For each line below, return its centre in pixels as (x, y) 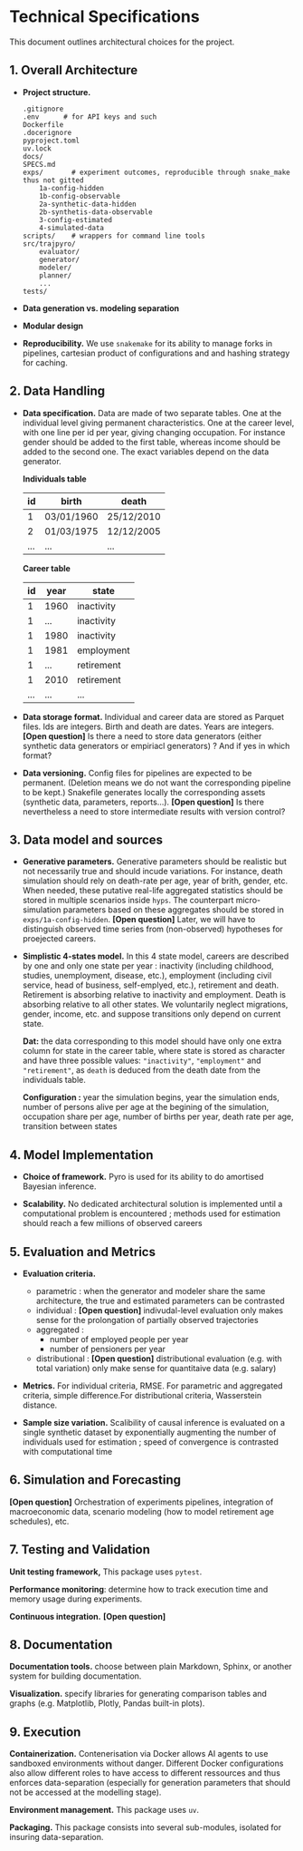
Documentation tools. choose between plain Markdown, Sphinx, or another (151, 1667)
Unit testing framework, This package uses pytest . (106, 1572)
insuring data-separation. (57, 1837)
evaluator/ (60, 251)
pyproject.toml (51, 141)
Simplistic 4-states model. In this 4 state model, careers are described (156, 956)
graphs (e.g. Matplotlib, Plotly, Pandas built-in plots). (107, 1703)
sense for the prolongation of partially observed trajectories (147, 1320)
